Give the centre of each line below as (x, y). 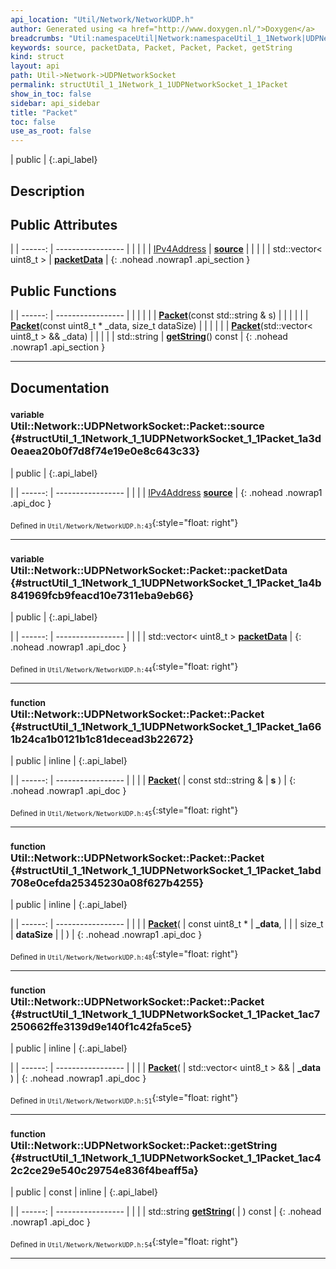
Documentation (60, 387)
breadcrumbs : (37, 38)
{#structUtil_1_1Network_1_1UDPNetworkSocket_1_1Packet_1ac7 (165, 1014)
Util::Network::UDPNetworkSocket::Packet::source (137, 426)
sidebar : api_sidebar (55, 103)
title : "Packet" (44, 112)
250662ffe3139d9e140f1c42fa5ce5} (101, 1026)
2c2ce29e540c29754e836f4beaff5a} (104, 1170)
